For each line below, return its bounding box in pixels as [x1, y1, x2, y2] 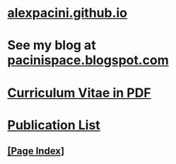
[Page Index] [7, 145, 65, 157]
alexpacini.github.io [7, 5, 128, 21]
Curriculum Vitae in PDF [7, 85, 151, 100]
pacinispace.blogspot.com [7, 52, 170, 69]
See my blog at [7, 37, 97, 54]
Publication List [7, 117, 100, 133]
